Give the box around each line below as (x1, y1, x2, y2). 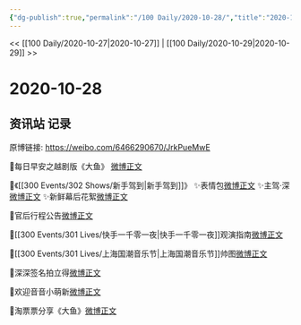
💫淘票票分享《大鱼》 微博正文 (9, 305, 117, 316)
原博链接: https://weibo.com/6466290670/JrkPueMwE (9, 141, 211, 152)
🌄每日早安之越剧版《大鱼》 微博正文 (9, 160, 143, 171)
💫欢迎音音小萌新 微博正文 (9, 286, 101, 296)
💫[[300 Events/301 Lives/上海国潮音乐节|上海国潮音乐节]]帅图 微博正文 (9, 248, 268, 259)
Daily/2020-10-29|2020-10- (187, 38, 290, 48)
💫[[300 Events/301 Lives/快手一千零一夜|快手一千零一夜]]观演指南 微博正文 (9, 229, 284, 240)
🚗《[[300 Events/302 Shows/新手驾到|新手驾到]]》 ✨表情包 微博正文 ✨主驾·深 (9, 180, 290, 191)
